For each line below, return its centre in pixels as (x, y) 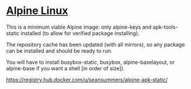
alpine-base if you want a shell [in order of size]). (65, 68)
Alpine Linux (37, 11)
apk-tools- (165, 27)
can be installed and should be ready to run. (59, 50)
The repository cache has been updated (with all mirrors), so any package (95, 44)
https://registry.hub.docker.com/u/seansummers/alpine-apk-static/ (87, 80)
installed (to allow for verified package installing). (80, 33)
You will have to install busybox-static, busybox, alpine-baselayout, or (90, 62)
